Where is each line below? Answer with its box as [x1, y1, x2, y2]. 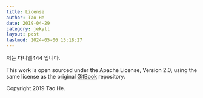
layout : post [6, 31, 39, 38]
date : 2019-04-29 [6, 20, 50, 26]
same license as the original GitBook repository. [6, 73, 125, 80]
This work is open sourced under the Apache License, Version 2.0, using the [6, 67, 198, 73]
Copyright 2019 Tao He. [6, 85, 65, 91]
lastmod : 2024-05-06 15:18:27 [6, 37, 83, 43]
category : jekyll [6, 25, 50, 32]
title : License [6, 8, 45, 15]
